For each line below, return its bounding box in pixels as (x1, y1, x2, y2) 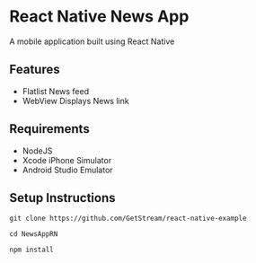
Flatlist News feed (22, 85, 90, 96)
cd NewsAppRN (9, 230, 58, 239)
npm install (9, 245, 54, 255)
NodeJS (22, 145, 53, 156)
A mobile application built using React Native (9, 36, 175, 47)
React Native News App (9, 6, 190, 27)
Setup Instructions (9, 190, 116, 206)
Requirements (9, 121, 90, 136)
